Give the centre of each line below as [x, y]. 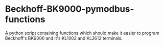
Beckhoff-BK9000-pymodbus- [70, 9]
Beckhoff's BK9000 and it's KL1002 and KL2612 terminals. [64, 38]
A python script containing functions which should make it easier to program [82, 33]
